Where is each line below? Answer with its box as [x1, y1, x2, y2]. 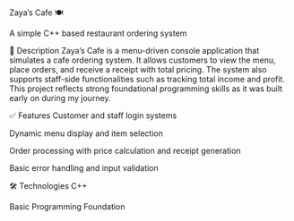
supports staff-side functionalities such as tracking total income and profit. [9, 74, 285, 84]
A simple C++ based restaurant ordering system [9, 28, 187, 38]
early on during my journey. [9, 93, 111, 103]
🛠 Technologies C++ [9, 181, 88, 191]
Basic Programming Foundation [9, 201, 125, 212]
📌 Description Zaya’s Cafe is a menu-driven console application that [9, 46, 260, 55]
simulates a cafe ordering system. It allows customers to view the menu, [9, 55, 276, 65]
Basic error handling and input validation [9, 163, 159, 173]
